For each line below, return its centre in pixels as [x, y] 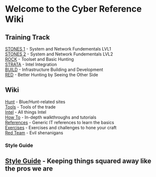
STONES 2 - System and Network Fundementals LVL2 [59, 54]
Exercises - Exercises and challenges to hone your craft [61, 127]
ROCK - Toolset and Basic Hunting [40, 59]
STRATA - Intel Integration [31, 64]
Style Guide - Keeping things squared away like [78, 161]
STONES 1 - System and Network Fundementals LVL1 [58, 49]
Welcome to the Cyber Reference [73, 9]
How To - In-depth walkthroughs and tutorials [51, 117]
